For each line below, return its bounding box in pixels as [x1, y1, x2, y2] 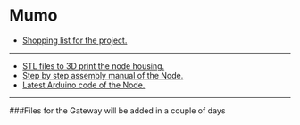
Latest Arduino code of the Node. [21, 79, 146, 90]
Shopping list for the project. [21, 35, 128, 46]
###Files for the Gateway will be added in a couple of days [9, 104, 226, 116]
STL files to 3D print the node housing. [21, 60, 165, 71]
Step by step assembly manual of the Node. [21, 70, 184, 80]
